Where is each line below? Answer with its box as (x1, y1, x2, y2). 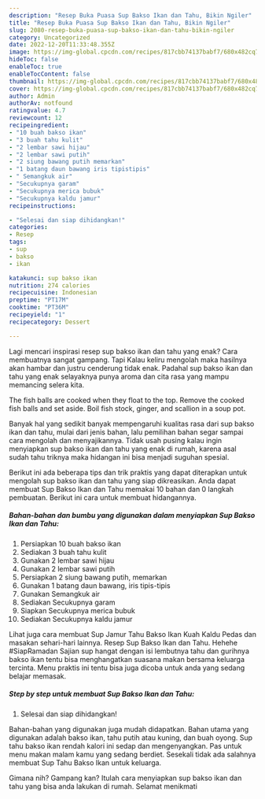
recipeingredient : (9, 121, 69, 129)
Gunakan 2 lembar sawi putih (20, 564, 116, 573)
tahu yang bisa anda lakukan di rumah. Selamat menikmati (9, 781, 197, 791)
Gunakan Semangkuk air (20, 589, 101, 598)
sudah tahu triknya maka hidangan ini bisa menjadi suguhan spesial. (9, 452, 230, 461)
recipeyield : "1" (9, 311, 66, 319)
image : (9, 48, 31, 56)
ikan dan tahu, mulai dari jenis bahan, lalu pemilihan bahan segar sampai (9, 427, 244, 437)
